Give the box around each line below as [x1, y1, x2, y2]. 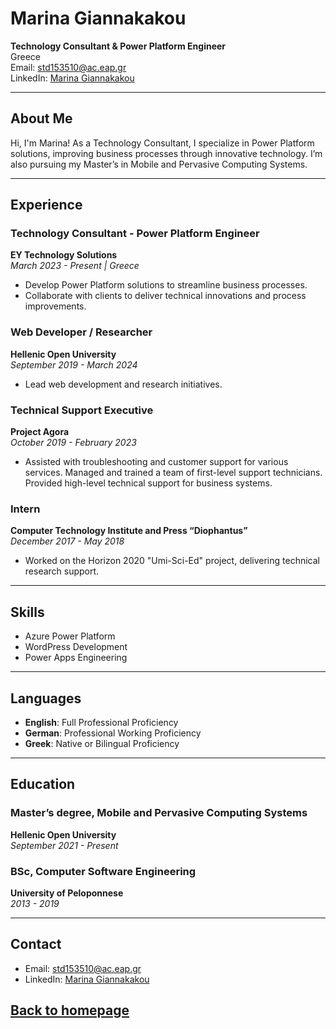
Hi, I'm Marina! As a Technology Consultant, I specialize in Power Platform [10, 137, 315, 149]
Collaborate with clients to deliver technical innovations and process [24, 290, 307, 302]
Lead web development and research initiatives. [24, 378, 223, 390]
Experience [10, 197, 83, 214]
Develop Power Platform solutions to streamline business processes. [24, 279, 308, 291]
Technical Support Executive [10, 403, 154, 417]
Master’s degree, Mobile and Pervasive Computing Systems [10, 806, 308, 820]
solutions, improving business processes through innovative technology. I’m [10, 147, 323, 159]
